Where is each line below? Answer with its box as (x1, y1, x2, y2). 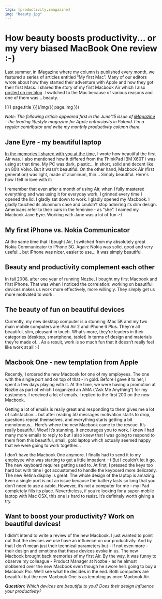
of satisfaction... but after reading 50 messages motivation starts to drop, (5, 411, 151, 417)
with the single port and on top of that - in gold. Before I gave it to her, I (5, 376, 147, 382)
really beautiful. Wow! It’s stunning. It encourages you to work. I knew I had (5, 427, 155, 433)
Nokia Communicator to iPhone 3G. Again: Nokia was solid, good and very (5, 244, 153, 250)
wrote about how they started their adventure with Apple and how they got (5, 80, 154, 85)
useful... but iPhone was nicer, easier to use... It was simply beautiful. (5, 249, 143, 255)
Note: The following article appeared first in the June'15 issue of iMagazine (5, 113, 156, 119)
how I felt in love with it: (5, 177, 52, 182)
